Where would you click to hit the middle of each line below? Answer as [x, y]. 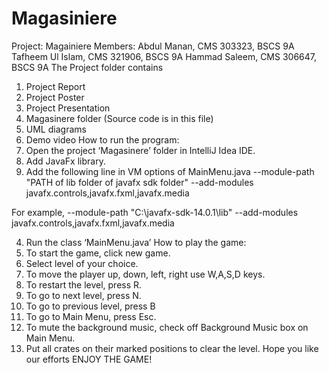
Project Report [55, 86]
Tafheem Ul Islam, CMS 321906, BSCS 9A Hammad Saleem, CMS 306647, [164, 56]
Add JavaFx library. [65, 161]
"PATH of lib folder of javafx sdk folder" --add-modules [139, 182]
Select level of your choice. [82, 263]
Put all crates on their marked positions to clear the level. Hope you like [172, 348]
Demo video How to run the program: [102, 139]
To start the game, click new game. [98, 253]
